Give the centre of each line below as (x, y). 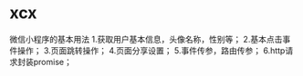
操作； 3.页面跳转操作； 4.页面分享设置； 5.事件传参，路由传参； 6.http (151, 50)
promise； (53, 62)
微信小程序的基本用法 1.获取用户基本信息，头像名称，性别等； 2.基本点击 (146, 39)
